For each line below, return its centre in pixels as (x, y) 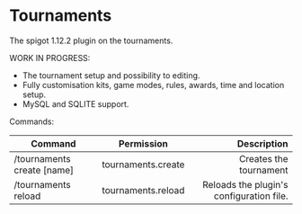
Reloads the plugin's (245, 184)
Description (262, 143)
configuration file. (251, 196)
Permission (143, 143)
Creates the (263, 158)
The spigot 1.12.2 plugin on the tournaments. (91, 40)
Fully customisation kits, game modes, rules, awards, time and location (153, 85)
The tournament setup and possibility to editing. (111, 75)
